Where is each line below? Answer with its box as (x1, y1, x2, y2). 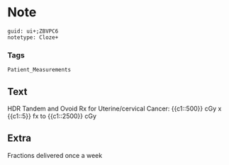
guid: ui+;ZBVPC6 (7, 28, 59, 35)
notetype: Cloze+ (7, 33, 59, 41)
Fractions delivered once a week (7, 151, 103, 159)
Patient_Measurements (7, 67, 72, 74)
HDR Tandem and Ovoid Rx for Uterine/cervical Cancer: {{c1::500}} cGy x (7, 104, 222, 113)
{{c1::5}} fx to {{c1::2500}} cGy (7, 112, 97, 120)
